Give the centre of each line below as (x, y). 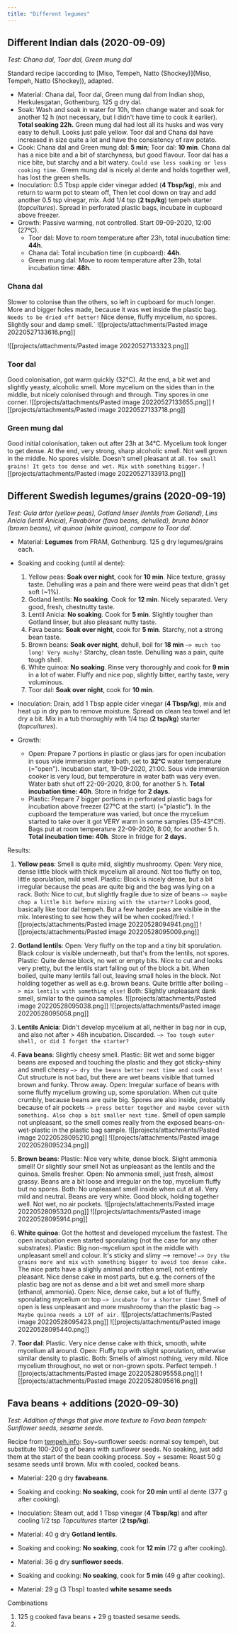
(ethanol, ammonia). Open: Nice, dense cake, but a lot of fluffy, (109, 1292)
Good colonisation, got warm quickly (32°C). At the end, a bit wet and (109, 379)
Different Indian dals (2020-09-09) (86, 43)
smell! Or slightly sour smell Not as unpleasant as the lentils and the (116, 1167)
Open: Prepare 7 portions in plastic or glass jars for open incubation (127, 754)
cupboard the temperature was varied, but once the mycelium (118, 814)
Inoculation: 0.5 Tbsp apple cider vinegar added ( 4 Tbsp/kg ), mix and (119, 185)
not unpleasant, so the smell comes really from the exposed (105, 1123)
